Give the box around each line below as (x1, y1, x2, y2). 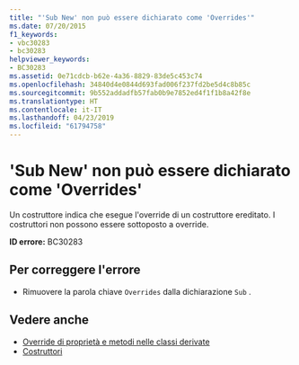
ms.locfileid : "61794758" (9, 122, 106, 131)
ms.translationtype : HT (9, 96, 99, 106)
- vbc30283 (9, 38, 50, 48)
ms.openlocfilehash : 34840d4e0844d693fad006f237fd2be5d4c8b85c (9, 80, 251, 89)
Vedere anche (9, 312, 90, 328)
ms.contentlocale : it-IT (9, 105, 102, 114)
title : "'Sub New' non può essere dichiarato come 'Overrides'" (9, 13, 255, 22)
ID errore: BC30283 (9, 236, 84, 247)
